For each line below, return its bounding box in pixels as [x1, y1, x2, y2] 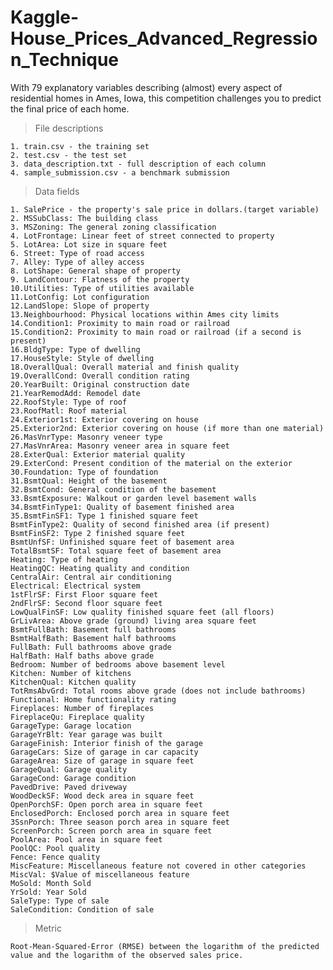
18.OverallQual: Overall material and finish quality [10, 362, 240, 372]
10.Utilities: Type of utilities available [10, 283, 195, 293]
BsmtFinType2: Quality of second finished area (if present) [10, 519, 271, 530]
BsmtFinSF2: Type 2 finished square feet [10, 528, 186, 538]
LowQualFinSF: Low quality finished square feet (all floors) [10, 607, 275, 617]
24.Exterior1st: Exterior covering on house [10, 414, 199, 425]
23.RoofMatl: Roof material [10, 406, 128, 416]
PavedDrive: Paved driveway [10, 782, 128, 792]
